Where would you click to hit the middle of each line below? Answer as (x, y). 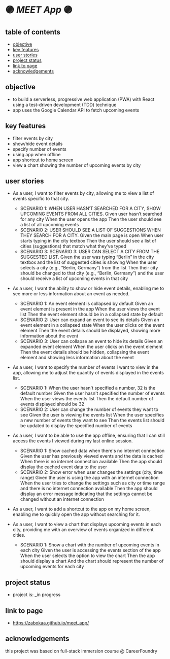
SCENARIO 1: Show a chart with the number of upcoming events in (90, 545)
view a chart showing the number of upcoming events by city (77, 165)
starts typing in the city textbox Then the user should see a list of (88, 241)
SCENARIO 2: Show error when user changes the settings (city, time (92, 472)
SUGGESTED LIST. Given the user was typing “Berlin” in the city (87, 257)
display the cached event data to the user (64, 467)
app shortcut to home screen (43, 160)
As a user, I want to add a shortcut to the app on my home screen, (82, 509)
